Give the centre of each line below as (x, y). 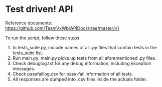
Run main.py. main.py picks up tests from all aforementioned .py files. (84, 58)
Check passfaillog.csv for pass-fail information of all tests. (73, 74)
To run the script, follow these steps (42, 38)
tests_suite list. (28, 53)
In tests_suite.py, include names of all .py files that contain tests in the (85, 47)
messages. (24, 69)
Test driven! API (39, 9)
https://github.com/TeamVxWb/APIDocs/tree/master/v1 (62, 28)
